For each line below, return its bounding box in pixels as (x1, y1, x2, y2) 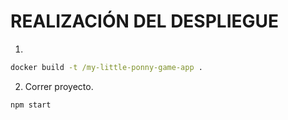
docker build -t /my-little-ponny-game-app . (10, 62, 203, 72)
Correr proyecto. (24, 80, 94, 92)
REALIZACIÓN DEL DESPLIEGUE (10, 10, 280, 33)
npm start (10, 100, 52, 110)
